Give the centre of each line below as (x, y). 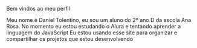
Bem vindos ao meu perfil (38, 9)
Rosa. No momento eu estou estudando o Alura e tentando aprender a (94, 26)
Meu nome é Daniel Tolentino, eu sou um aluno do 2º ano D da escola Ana (99, 20)
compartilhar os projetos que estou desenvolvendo (70, 39)
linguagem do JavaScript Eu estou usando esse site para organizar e (92, 33)
